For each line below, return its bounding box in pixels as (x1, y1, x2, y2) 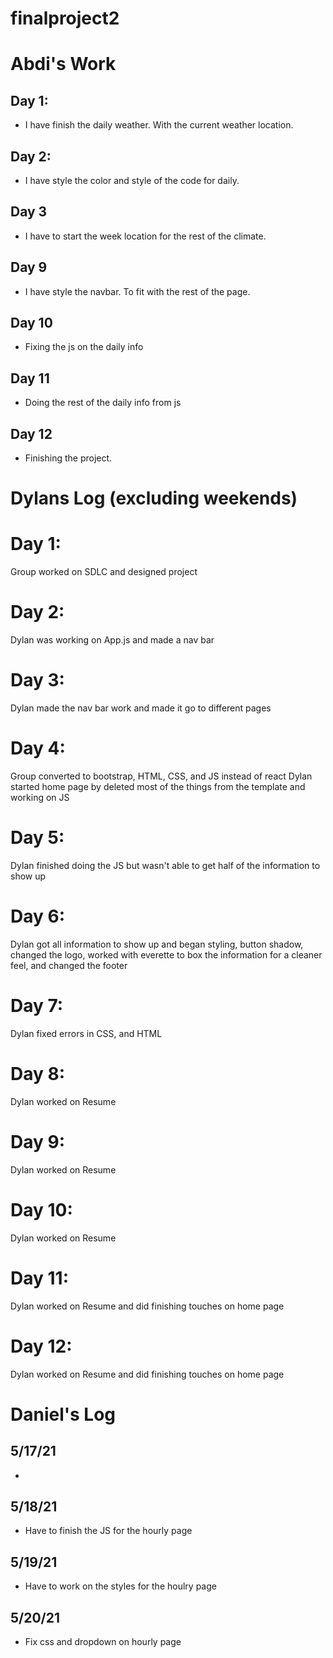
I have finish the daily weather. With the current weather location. (24, 119, 294, 131)
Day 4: (10, 737, 66, 760)
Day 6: (10, 905, 66, 928)
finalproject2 (10, 7, 120, 30)
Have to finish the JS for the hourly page (24, 1525, 193, 1537)
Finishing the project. (24, 452, 113, 464)
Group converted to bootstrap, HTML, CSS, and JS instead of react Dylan (10, 770, 313, 782)
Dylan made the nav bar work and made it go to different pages (10, 702, 272, 714)
